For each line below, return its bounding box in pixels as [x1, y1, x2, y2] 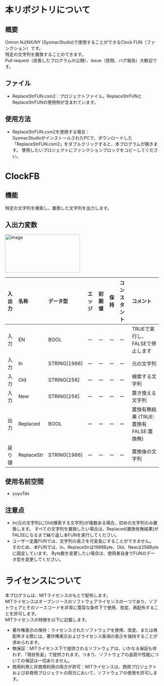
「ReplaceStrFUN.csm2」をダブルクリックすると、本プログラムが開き [12, 141, 154, 147]
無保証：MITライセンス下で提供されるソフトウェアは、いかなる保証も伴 [12, 646, 157, 651]
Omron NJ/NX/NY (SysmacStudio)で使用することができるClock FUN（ [5, 40, 147, 45]
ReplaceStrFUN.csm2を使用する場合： [12, 129, 90, 135]
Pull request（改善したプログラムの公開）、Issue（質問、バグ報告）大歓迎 [5, 58, 153, 63]
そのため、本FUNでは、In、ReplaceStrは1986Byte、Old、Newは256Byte [12, 545, 159, 550]
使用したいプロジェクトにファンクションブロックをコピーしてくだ [21, 147, 154, 153]
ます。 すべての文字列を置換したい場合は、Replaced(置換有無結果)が [20, 526, 159, 532]
